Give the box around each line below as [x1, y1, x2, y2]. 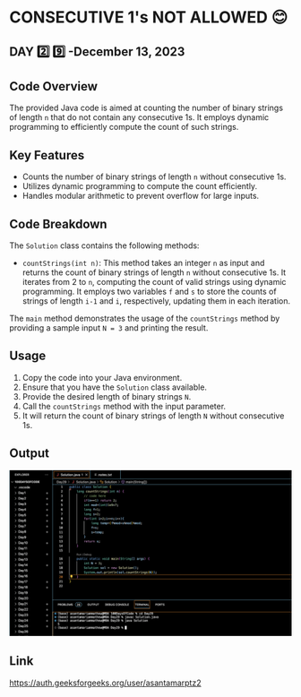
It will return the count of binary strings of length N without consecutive [21, 410, 285, 421]
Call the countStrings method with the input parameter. [21, 400, 227, 411]
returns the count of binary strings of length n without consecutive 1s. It [21, 267, 287, 278]
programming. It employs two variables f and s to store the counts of [21, 286, 277, 297]
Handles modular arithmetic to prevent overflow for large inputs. [21, 191, 260, 202]
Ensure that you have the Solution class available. [21, 382, 208, 392]
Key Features [9, 147, 85, 163]
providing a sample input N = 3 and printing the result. [9, 323, 209, 333]
